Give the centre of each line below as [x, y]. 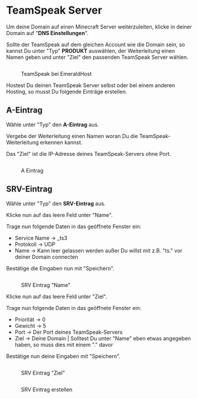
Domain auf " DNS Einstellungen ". [47, 33]
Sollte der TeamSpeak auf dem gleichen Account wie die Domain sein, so [96, 44]
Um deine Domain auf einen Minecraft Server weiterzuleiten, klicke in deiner [99, 27]
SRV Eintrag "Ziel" [43, 373]
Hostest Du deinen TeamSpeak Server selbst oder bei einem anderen [91, 85]
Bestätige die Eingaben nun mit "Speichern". [60, 268]
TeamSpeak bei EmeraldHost [56, 74]
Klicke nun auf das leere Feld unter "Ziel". [57, 296]
